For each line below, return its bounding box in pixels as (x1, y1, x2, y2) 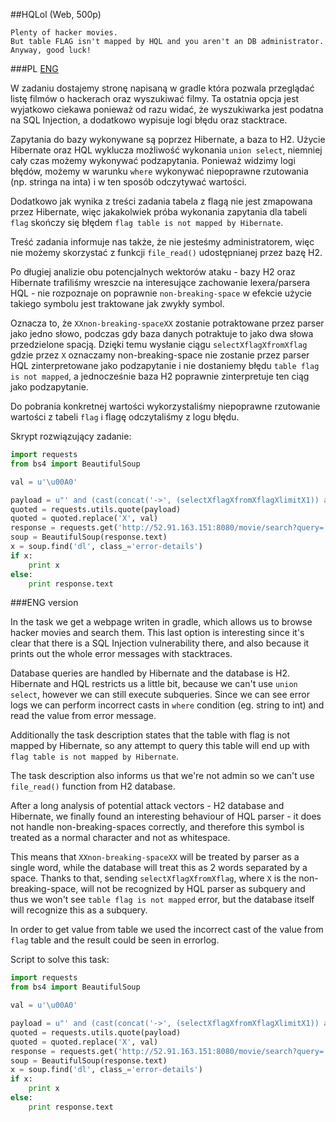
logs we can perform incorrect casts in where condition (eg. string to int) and (10, 699, 325, 711)
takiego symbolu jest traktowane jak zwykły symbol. (10, 298, 225, 309)
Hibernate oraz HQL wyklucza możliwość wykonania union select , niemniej (10, 144, 323, 156)
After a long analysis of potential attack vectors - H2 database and (10, 800, 285, 812)
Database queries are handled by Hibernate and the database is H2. (10, 667, 290, 679)
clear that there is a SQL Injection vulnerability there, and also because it (10, 637, 310, 649)
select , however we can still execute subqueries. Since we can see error (10, 689, 310, 701)
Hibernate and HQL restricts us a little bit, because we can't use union (10, 678, 298, 690)
